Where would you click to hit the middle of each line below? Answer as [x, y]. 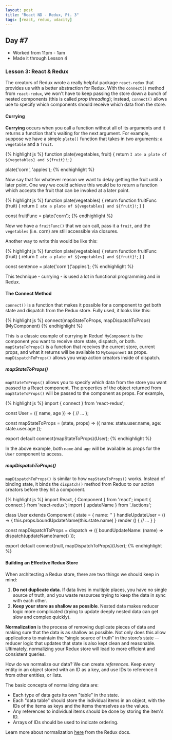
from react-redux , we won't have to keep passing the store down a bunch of [86, 93]
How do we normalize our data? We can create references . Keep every [80, 664]
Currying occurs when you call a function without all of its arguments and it [85, 128]
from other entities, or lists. [34, 675]
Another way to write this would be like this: [51, 241]
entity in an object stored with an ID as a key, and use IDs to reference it [81, 670]
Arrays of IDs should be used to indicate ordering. [65, 723]
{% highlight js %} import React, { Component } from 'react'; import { [78, 499]
